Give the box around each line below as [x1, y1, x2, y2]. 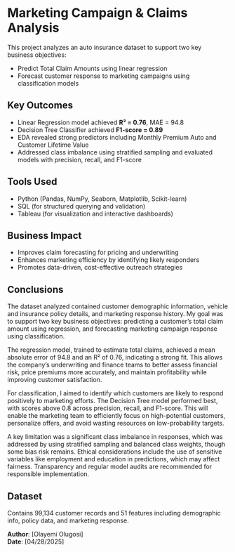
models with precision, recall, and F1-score [17, 155, 142, 164]
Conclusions [7, 283, 64, 296]
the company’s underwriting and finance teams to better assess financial [7, 360, 217, 369]
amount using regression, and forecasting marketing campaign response [7, 324, 217, 333]
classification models [17, 79, 79, 87]
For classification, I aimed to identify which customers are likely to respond [7, 389, 224, 397]
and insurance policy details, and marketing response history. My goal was [7, 310, 224, 318]
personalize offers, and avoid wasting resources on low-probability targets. [7, 419, 224, 428]
